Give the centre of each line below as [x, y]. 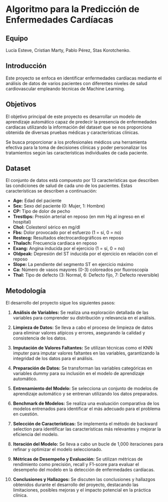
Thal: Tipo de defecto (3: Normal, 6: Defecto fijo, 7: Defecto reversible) [86, 275]
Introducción [26, 66]
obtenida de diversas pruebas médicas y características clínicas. [72, 132]
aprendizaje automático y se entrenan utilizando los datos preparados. [85, 394]
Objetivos [21, 104]
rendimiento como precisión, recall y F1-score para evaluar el [76, 464]
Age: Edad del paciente [37, 200]
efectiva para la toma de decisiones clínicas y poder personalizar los [76, 147]
